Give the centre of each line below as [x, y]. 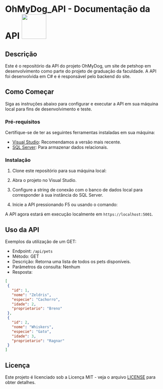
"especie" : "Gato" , [31, 331]
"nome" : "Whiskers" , [33, 327]
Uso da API [22, 230]
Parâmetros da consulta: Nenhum [46, 267]
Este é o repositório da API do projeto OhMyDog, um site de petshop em [78, 66]
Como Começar [29, 92]
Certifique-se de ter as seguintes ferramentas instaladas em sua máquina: [80, 133]
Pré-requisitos [23, 122]
